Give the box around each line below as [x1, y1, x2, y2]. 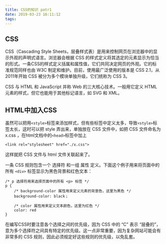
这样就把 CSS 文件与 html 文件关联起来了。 [5, 151, 93, 157]
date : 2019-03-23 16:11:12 [5, 12, 61, 17]
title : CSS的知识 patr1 [5, 7, 52, 12]
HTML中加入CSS [5, 106, 57, 114]
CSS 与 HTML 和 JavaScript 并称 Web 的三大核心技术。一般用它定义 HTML [5, 84, 157, 90]
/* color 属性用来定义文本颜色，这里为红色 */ [14, 203, 100, 208]
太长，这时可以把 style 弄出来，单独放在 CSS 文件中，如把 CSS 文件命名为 [9, 126, 161, 132]
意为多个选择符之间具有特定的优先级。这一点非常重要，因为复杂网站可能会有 [5, 228, 161, 233]
